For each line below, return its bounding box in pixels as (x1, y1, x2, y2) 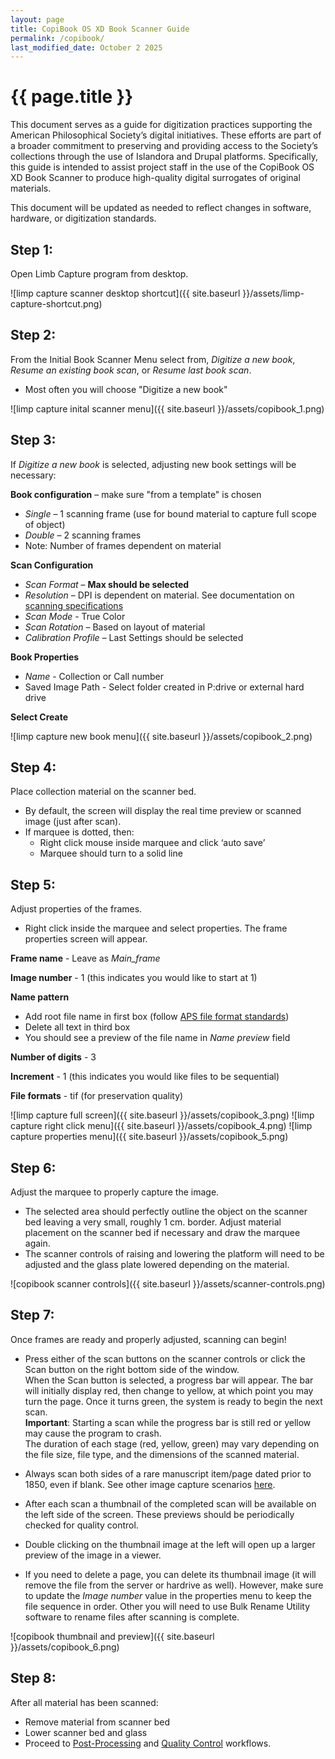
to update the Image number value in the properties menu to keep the (24, 1589, 312, 1601)
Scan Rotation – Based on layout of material (24, 621, 206, 633)
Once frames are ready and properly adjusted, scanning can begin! (10, 1333, 287, 1345)
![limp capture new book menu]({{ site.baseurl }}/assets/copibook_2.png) (10, 730, 313, 742)
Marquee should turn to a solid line (39, 847, 183, 860)
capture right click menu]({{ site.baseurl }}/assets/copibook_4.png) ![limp (10, 1120, 313, 1132)
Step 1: (10, 241, 54, 258)
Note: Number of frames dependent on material (24, 539, 222, 551)
